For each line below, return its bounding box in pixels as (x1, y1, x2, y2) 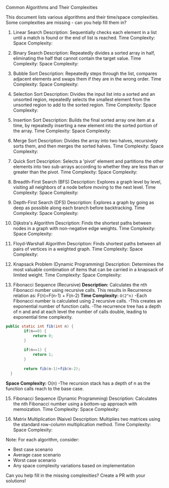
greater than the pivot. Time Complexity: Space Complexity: (13, 169, 138, 175)
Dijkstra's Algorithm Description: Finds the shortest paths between (13, 220, 152, 226)
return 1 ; (32, 352, 53, 357)
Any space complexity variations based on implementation (13, 462, 135, 468)
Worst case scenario (13, 457, 56, 463)
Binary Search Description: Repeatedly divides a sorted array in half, (13, 50, 155, 56)
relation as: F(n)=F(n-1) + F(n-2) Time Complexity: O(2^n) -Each (13, 292, 147, 298)
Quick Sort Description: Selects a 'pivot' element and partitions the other (13, 158, 164, 164)
